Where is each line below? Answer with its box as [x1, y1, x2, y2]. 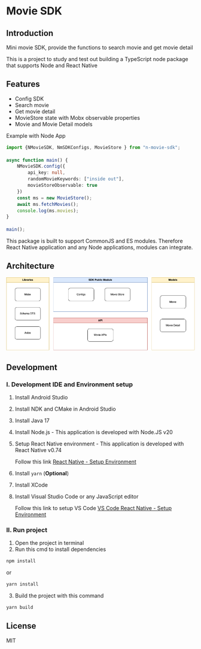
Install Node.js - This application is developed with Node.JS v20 [14, 428, 173, 435]
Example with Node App [6, 132, 66, 139]
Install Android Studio [14, 393, 68, 401]
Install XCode [14, 481, 48, 489]
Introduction [6, 28, 54, 38]
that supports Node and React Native [6, 62, 98, 69]
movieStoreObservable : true [28, 183, 98, 189]
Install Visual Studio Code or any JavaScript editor [14, 493, 139, 500]
